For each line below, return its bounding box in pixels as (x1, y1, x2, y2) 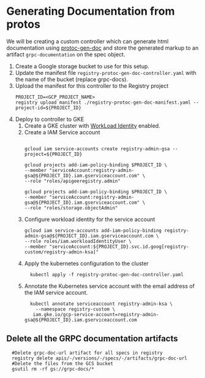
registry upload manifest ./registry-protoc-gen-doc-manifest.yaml (15, 99, 191, 106)
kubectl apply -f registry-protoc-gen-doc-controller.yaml (29, 271, 184, 277)
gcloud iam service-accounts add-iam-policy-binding (24, 227, 162, 234)
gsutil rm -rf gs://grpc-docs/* (12, 366, 95, 372)
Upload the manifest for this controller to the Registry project (15, 82, 169, 90)
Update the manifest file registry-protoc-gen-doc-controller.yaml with (15, 69, 197, 76)
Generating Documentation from (6, 4, 175, 18)
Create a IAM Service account (24, 128, 100, 136)
